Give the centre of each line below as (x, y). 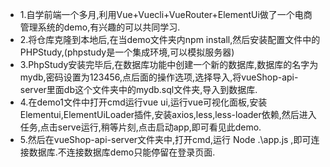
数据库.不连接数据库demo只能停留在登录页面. (122, 152)
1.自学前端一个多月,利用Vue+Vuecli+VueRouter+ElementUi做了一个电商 (166, 14)
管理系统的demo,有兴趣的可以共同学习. (100, 27)
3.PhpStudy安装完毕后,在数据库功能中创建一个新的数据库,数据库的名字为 (169, 64)
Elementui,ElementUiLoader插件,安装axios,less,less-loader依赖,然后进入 (168, 114)
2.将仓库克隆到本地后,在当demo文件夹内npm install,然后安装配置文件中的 (170, 39)
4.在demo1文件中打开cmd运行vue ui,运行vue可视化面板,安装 (143, 102)
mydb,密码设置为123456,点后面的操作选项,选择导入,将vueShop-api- (159, 77)
